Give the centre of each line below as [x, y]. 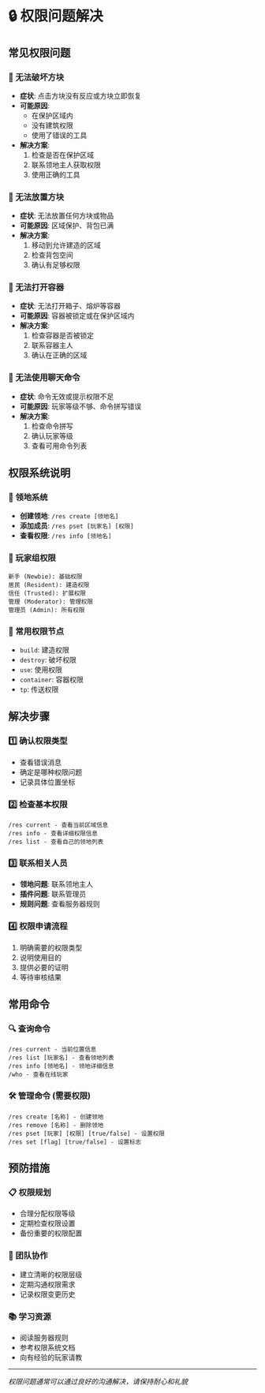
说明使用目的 [40, 957]
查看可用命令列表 [59, 446]
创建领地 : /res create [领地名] [69, 516]
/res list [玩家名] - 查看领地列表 [61, 1058]
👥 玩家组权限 [32, 558]
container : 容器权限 [52, 680]
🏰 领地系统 [28, 498]
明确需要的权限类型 [51, 947]
